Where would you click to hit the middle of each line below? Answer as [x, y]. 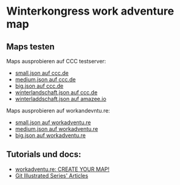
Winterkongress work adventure [90, 11]
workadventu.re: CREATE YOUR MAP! [62, 169]
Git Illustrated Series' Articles [51, 175]
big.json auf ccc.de [39, 86]
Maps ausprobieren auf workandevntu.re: [58, 110]
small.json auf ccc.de [42, 73]
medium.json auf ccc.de [45, 79]
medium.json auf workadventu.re [57, 129]
